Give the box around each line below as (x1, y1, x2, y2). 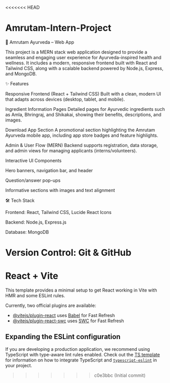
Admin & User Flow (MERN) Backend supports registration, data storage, (5, 142, 158, 148)
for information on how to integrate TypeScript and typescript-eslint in (5, 357, 157, 363)
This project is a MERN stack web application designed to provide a (5, 49, 148, 55)
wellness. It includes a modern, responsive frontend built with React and (5, 60, 157, 66)
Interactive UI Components (5, 157, 62, 163)
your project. (5, 362, 32, 368)
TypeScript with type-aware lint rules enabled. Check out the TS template (5, 351, 160, 357)
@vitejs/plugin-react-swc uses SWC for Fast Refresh (12, 318, 124, 324)
